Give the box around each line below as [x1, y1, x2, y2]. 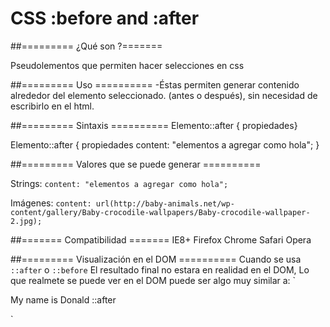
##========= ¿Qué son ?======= [10, 40, 163, 52]
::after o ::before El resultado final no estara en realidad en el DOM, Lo [10, 263, 310, 276]
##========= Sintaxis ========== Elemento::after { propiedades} [10, 119, 298, 131]
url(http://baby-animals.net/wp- [95, 198, 235, 209]
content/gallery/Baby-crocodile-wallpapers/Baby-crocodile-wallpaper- [10, 207, 311, 217]
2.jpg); [10, 216, 43, 226]
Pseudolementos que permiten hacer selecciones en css [10, 59, 245, 71]
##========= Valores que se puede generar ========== [10, 158, 262, 170]
